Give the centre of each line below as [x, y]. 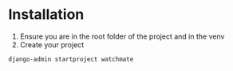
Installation [46, 15]
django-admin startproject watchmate [71, 59]
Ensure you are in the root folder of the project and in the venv [122, 36]
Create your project [52, 44]
